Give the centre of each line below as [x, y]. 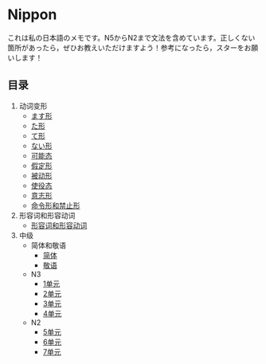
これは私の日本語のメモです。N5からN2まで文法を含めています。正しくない [131, 37]
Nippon [32, 15]
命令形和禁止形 [55, 205]
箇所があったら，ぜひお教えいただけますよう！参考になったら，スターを [126, 47]
